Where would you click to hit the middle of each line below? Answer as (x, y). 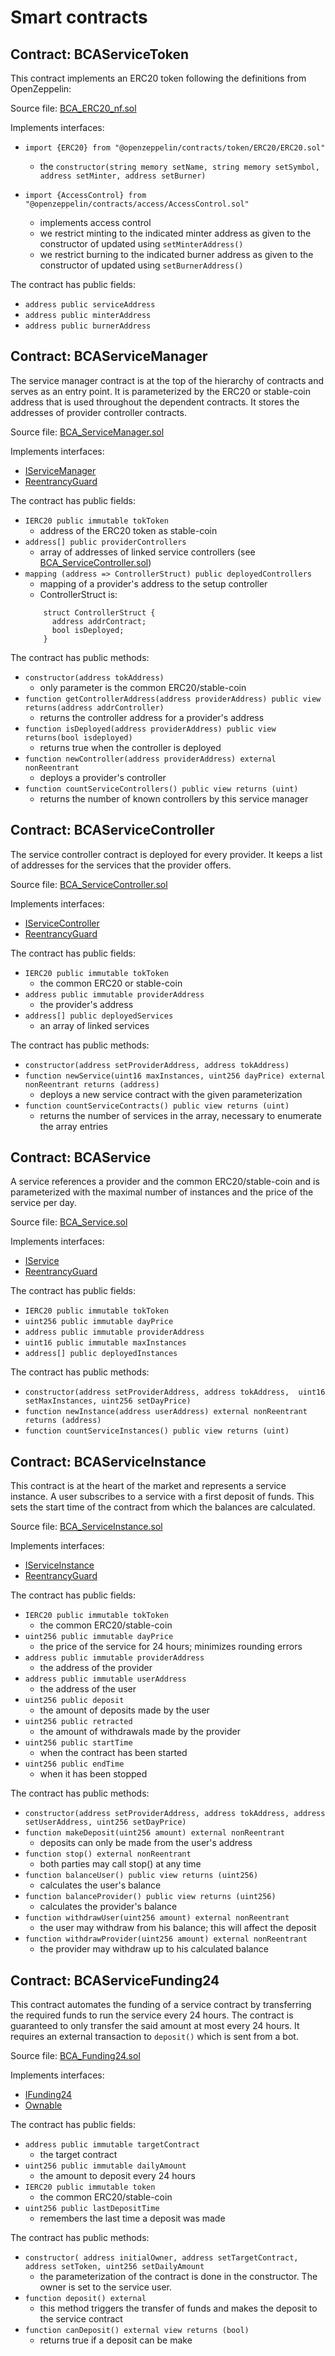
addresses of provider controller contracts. (98, 412)
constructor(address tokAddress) (94, 677)
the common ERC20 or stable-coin (111, 983)
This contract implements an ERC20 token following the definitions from (158, 78)
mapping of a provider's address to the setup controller (153, 583)
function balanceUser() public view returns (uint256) (141, 1876)
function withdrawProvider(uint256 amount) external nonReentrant (166, 1939)
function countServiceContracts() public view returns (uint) (157, 1106)
